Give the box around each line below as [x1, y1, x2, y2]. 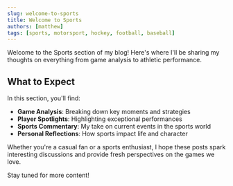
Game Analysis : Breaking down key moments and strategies [17, 108, 191, 116]
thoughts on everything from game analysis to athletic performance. [7, 56, 202, 64]
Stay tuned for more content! [7, 171, 90, 180]
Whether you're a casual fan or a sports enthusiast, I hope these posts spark [7, 143, 226, 151]
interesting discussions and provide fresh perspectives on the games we [7, 150, 215, 159]
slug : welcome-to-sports [7, 10, 79, 17]
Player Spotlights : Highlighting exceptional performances [17, 115, 182, 123]
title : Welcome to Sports [7, 17, 82, 24]
